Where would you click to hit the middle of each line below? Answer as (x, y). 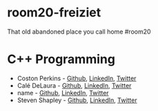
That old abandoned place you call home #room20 (79, 32)
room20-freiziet (54, 13)
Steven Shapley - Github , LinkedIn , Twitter (77, 100)
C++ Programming (61, 59)
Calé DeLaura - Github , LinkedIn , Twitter (74, 85)
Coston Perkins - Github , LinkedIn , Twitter (77, 78)
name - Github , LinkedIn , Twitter (63, 92)
